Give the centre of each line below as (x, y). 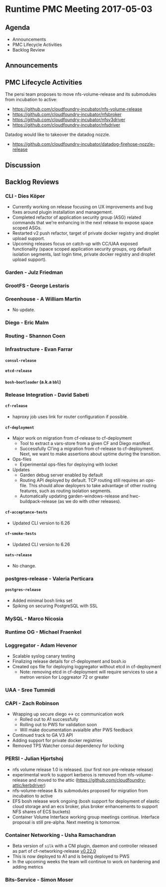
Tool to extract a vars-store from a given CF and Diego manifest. (85, 443)
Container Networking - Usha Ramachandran (61, 835)
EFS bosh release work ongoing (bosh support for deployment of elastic (86, 801)
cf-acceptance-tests (27, 512)
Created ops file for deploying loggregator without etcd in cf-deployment (87, 667)
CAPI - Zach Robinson (32, 703)
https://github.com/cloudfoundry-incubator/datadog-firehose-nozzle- (83, 144)
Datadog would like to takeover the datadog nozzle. (58, 134)
